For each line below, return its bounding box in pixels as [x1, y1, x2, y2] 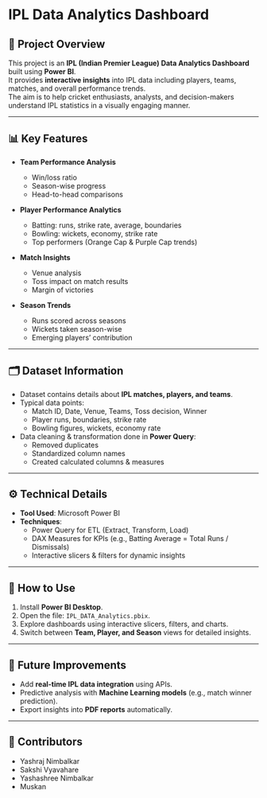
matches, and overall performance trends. [8, 84, 146, 93]
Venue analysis [31, 268, 82, 278]
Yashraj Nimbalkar [19, 756, 80, 765]
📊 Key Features [8, 132, 88, 146]
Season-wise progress [31, 181, 106, 190]
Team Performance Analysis [19, 157, 117, 166]
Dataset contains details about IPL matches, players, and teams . [19, 389, 233, 399]
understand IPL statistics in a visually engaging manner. [8, 101, 191, 110]
